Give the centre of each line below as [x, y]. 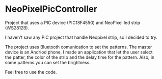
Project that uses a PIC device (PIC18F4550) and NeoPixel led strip [73, 23]
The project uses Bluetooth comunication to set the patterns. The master [79, 47]
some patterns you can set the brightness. [48, 62]
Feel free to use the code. [31, 72]
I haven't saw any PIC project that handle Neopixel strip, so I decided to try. [81, 37]
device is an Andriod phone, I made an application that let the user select [79, 52]
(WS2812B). [17, 27]
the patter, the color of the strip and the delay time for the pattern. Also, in [80, 57]
